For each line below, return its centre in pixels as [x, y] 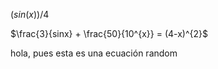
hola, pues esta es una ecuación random [94, 53]
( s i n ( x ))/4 [30, 14]
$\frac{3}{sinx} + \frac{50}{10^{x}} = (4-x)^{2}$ [109, 33]
